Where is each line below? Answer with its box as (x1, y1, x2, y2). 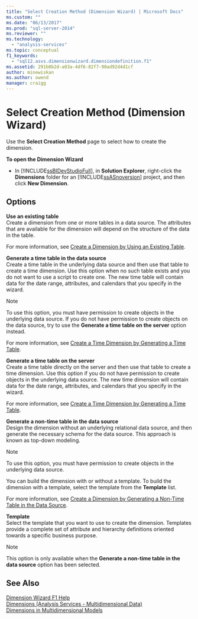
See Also (6, 578, 40, 588)
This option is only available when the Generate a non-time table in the (6, 554, 180, 562)
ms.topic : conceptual (6, 47, 60, 53)
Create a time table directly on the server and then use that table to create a (6, 363, 191, 370)
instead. (6, 328, 26, 335)
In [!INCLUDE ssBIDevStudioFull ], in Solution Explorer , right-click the (14, 167, 182, 174)
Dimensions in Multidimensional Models (6, 607, 103, 614)
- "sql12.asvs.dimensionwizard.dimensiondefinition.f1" (11, 58, 152, 64)
